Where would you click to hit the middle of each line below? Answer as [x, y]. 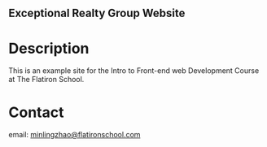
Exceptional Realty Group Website [97, 13]
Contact [36, 112]
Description [49, 48]
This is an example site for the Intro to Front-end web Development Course [134, 71]
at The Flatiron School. [46, 80]
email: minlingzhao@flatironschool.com [74, 135]
